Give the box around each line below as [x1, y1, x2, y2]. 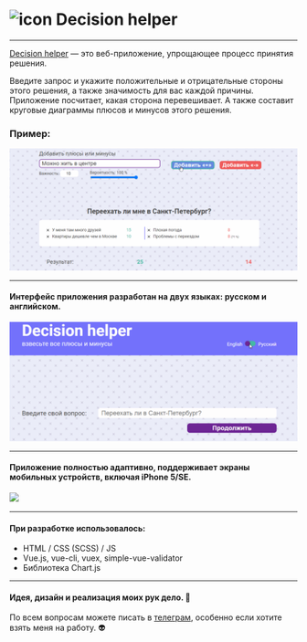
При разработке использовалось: [9, 522, 146, 533]
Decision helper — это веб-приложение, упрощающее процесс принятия [9, 47, 294, 58]
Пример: [9, 127, 51, 140]
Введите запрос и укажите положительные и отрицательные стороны [9, 75, 283, 86]
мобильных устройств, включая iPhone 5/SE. [9, 471, 192, 483]
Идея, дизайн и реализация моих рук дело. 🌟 [9, 592, 191, 603]
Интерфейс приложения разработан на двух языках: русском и [9, 291, 267, 302]
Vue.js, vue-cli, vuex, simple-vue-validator [22, 553, 184, 563]
